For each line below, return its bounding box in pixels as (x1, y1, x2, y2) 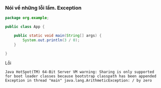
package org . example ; (5, 16, 49, 21)
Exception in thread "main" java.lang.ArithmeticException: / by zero (5, 78, 152, 83)
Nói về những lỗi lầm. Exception (5, 4, 82, 11)
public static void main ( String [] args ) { (14, 33, 102, 38)
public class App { (5, 24, 45, 29)
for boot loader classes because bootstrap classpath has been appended (5, 73, 157, 79)
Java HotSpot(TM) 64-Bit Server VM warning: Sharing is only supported (5, 69, 154, 74)
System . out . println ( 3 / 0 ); (23, 38, 80, 43)
